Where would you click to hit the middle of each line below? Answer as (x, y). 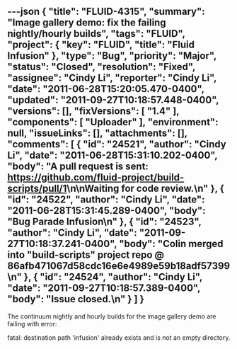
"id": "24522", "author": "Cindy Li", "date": (106, 200)
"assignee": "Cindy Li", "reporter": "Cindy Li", (112, 78)
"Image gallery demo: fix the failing (87, 23)
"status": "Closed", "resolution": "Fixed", (102, 67)
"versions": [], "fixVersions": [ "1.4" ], (93, 111)
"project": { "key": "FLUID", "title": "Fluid (101, 45)
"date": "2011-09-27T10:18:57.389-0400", (104, 288)
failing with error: (32, 324)
